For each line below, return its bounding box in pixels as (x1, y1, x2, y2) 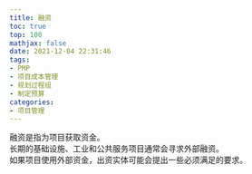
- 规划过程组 (9, 81, 52, 90)
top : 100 (9, 30, 43, 39)
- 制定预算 (9, 89, 45, 98)
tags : (9, 55, 30, 64)
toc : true (9, 22, 47, 31)
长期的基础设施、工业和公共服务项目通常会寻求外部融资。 (9, 143, 224, 154)
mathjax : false (9, 38, 67, 48)
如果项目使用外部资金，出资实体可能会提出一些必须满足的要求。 (9, 155, 247, 166)
